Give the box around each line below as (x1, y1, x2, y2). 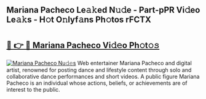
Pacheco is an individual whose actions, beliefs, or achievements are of (6, 79, 188, 87)
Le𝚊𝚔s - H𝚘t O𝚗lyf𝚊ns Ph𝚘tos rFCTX (6, 15, 152, 25)
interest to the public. (6, 86, 60, 93)
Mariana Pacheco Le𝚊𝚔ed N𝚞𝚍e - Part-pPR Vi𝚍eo (6, 5, 200, 15)
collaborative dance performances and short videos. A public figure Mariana (6, 73, 200, 80)
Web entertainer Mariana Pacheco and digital (77, 60, 192, 66)
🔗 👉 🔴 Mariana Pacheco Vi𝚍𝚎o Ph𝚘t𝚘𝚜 (6, 40, 160, 50)
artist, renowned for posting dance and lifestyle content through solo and (6, 66, 192, 73)
